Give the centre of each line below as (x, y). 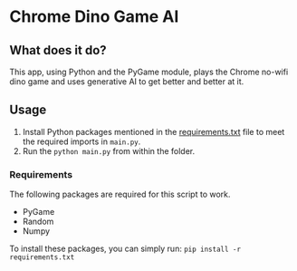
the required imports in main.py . (81, 141)
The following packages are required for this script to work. (120, 194)
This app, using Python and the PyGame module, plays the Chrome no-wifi (149, 72)
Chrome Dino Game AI (94, 17)
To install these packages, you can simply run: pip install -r (125, 249)
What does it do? (58, 50)
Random (38, 222)
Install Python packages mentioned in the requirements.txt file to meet (153, 131)
